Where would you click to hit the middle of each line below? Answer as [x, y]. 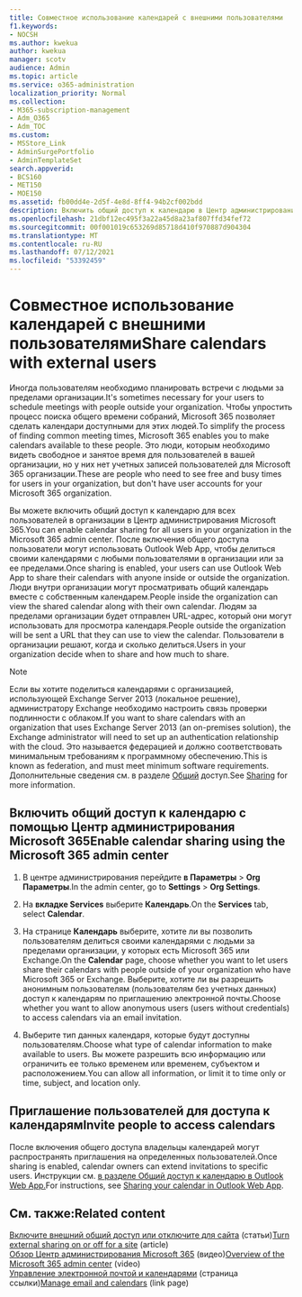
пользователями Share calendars [138, 344]
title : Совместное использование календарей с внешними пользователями [146, 18]
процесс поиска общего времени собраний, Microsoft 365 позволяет [142, 416]
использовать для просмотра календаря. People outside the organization [147, 625]
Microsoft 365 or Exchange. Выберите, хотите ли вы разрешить [142, 979]
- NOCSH [24, 34]
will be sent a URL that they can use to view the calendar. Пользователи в [147, 635]
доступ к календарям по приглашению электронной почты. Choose [151, 998]
